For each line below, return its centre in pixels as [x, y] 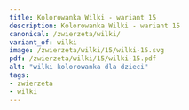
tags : [19, 75]
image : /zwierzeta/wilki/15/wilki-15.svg [87, 51]
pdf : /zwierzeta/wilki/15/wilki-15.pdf [83, 59]
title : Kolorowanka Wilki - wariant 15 [83, 17]
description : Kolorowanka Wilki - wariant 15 [94, 26]
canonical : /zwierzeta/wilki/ [65, 34]
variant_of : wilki [43, 42]
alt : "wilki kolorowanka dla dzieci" [79, 67]
